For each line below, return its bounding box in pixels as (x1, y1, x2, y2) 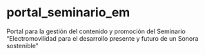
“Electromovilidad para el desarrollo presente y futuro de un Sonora (6, 34, 199, 42)
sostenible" (6, 41, 39, 50)
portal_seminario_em (6, 5, 130, 20)
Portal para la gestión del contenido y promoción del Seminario (6, 27, 186, 35)
